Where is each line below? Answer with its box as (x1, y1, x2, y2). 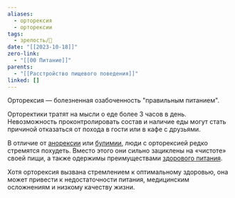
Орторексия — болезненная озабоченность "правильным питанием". (7, 96, 219, 105)
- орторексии (14, 24, 53, 31)
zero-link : (7, 51, 40, 58)
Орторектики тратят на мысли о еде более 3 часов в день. (7, 110, 187, 118)
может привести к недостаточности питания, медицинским (7, 175, 190, 184)
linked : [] (7, 76, 40, 84)
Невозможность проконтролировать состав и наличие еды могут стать (7, 118, 226, 126)
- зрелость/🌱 (14, 37, 53, 44)
